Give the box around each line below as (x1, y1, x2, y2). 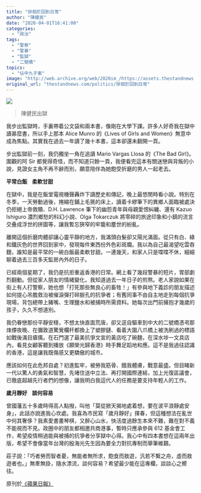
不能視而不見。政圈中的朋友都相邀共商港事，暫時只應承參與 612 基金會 (6, 425, 181, 432)
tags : (6, 37, 20, 43)
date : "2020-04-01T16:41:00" (6, 20, 79, 26)
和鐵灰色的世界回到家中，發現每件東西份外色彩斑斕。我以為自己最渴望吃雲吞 (6, 241, 195, 248)
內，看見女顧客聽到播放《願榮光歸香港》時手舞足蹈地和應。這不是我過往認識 (6, 341, 195, 348)
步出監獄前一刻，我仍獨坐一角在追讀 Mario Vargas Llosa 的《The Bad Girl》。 (6, 151, 194, 157)
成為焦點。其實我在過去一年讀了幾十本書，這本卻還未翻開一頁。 (6, 137, 163, 145)
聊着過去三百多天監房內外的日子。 (6, 256, 90, 263)
